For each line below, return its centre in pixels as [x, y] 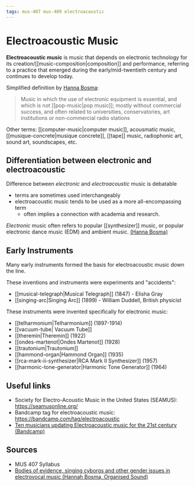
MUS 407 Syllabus [37, 464]
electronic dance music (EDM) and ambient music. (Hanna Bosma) [87, 232]
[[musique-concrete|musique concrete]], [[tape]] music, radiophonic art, [95, 135]
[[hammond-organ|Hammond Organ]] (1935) [69, 355]
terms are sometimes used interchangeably [68, 195]
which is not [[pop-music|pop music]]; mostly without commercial [101, 105]
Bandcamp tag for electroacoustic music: [65, 412]
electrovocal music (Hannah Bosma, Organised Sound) [82, 477]
